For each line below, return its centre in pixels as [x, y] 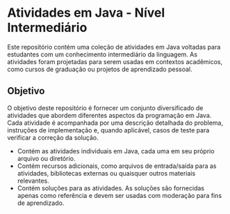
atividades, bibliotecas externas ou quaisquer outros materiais [106, 173]
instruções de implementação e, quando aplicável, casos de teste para [108, 130]
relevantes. [33, 181]
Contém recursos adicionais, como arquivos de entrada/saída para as [117, 166]
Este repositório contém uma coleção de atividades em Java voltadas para [114, 47]
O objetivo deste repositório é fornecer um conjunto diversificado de [105, 108]
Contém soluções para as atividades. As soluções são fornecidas [111, 188]
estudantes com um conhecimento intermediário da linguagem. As [102, 54]
